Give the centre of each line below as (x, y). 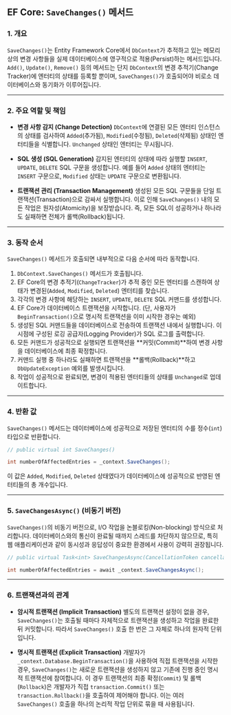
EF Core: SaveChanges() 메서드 (70, 12)
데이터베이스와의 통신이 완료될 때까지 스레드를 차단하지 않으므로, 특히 (125, 536)
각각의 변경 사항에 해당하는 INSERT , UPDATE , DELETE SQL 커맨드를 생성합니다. (119, 299)
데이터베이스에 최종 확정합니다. (66, 351)
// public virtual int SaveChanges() (61, 450)
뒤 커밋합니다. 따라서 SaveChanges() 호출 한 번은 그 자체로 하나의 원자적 (113, 629)
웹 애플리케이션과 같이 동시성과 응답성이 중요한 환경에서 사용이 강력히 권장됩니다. (115, 544)
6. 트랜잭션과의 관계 (38, 595)
